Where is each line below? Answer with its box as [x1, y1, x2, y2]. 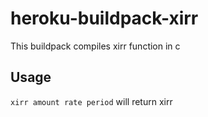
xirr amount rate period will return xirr [10, 95, 173, 107]
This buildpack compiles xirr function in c [10, 40, 181, 52]
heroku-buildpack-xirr [10, 7, 199, 30]
